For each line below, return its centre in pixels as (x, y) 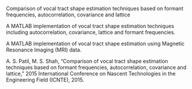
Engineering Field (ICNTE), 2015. (45, 80)
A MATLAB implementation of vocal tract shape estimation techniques (90, 26)
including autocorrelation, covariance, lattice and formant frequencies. (91, 32)
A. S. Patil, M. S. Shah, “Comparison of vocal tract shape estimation (87, 61)
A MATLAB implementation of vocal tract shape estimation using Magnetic (95, 44)
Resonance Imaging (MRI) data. (44, 50)
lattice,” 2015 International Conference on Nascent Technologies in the (91, 73)
